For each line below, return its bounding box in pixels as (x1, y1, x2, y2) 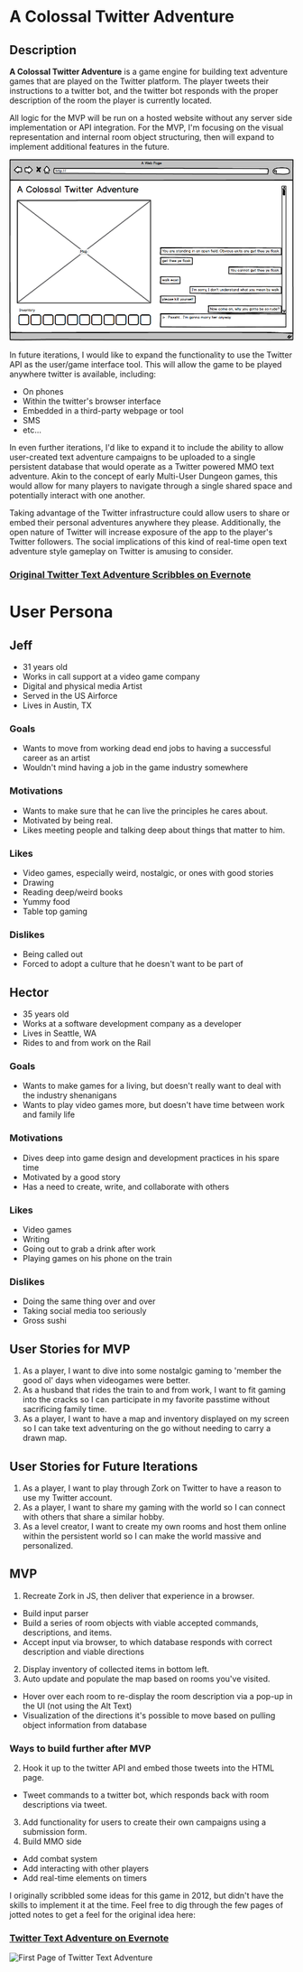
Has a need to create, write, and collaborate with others (22, 1181, 230, 1192)
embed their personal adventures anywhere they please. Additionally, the (9, 517, 281, 528)
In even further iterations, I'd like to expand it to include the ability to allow (9, 442, 284, 453)
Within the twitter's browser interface (22, 395, 161, 407)
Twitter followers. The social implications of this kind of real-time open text (9, 536, 288, 547)
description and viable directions (22, 1646, 144, 1657)
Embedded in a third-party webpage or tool (22, 405, 184, 416)
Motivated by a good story (22, 1171, 121, 1182)
